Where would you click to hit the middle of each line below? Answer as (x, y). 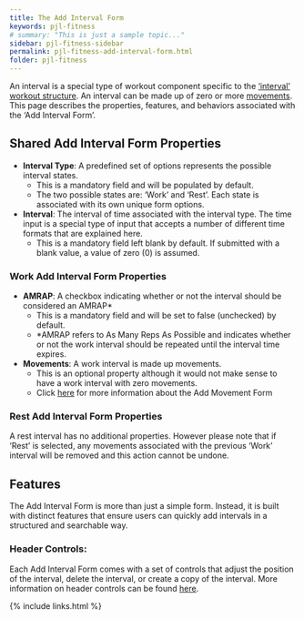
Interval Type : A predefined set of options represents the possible (147, 166)
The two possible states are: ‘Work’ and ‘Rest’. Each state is (147, 194)
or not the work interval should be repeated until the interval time (158, 345)
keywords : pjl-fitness (52, 26)
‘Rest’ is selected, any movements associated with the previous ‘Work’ (141, 446)
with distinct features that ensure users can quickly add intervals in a (138, 516)
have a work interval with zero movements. (117, 383)
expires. (51, 354)
